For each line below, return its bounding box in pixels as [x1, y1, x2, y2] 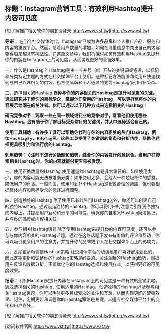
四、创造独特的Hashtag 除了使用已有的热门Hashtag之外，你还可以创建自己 [5, 197, 156, 203]
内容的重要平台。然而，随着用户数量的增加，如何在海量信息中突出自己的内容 [5, 44, 160, 50]
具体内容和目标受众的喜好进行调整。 [9, 187, 82, 193]
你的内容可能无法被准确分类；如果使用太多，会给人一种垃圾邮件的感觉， [13, 174, 160, 180]
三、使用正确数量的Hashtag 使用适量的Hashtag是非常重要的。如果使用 [5, 168, 148, 174]
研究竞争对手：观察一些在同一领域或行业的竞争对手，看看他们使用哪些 [5, 112, 147, 118]
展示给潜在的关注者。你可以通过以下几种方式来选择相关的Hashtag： [9, 102, 148, 108]
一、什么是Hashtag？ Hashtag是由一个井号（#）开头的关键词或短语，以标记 [5, 67, 159, 73]
